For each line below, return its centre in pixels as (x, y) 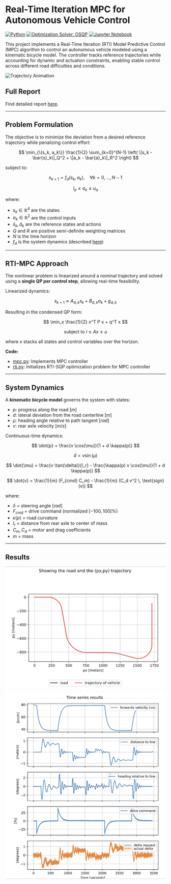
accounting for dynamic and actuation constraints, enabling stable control (83, 60)
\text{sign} (153, 481)
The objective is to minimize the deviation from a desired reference (76, 137)
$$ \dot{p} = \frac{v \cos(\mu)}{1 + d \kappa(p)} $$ (85, 446)
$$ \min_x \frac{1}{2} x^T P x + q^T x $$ (85, 322)
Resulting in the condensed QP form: (44, 312)
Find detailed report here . (32, 104)
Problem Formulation (39, 125)
